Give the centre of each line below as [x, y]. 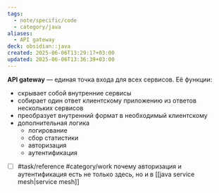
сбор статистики [53, 138]
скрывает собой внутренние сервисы [74, 93]
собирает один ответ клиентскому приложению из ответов [107, 100]
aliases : [20, 33]
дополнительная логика [54, 123]
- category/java [37, 27]
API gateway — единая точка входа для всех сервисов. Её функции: [110, 79]
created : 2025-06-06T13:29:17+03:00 [61, 53]
